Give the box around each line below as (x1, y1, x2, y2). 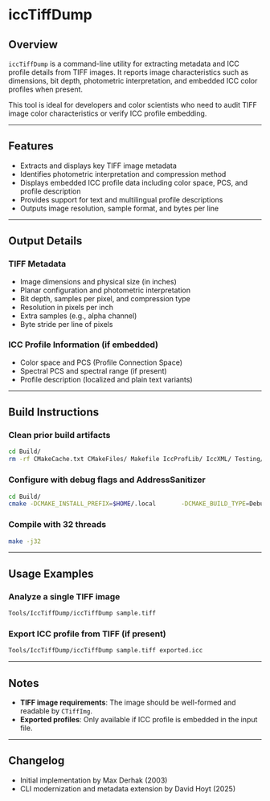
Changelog (8, 754, 65, 768)
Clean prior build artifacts (8, 430, 111, 441)
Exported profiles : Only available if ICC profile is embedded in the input (19, 715, 258, 724)
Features (8, 139, 54, 153)
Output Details (8, 235, 83, 248)
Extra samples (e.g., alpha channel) (19, 311, 137, 321)
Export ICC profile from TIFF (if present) (8, 628, 166, 640)
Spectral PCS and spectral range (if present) (19, 366, 167, 375)
